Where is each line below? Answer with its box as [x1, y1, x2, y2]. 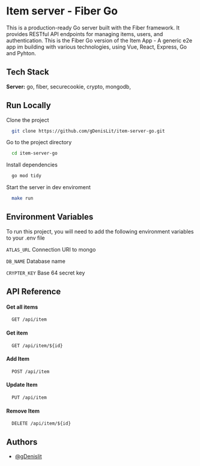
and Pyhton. [6, 49, 36, 56]
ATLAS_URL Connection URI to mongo [6, 246, 96, 253]
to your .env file [6, 234, 45, 241]
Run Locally [6, 100, 51, 110]
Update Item [6, 381, 38, 389]
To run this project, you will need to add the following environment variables [6, 228, 194, 235]
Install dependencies [6, 161, 58, 169]
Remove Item [6, 407, 40, 414]
